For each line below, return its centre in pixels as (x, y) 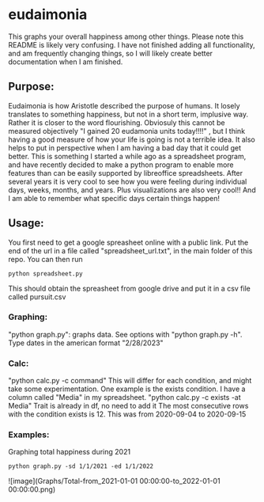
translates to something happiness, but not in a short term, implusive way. (128, 114)
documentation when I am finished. (66, 62)
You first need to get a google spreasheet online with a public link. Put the (128, 242)
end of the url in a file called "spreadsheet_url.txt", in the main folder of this (130, 250)
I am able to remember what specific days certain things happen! (114, 198)
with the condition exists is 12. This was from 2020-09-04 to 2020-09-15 (127, 414)
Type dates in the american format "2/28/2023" (86, 343)
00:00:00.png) (32, 489)
